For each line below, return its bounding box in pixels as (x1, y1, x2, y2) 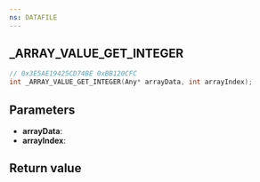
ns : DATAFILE (9, 12, 58, 22)
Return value (9, 161, 82, 176)
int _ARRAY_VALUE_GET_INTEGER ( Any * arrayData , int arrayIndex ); (9, 77, 253, 87)
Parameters (9, 102, 76, 117)
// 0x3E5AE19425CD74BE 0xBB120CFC (9, 69, 138, 78)
